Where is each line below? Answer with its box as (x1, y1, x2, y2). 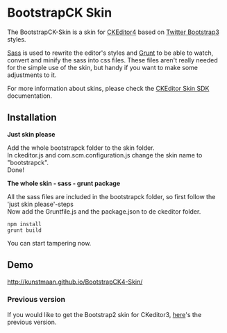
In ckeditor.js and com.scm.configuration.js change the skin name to (7, 151, 203, 159)
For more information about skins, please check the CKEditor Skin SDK (7, 84, 210, 92)
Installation (7, 112, 57, 123)
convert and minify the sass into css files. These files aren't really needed (7, 55, 218, 64)
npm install (7, 221, 42, 228)
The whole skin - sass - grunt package (7, 179, 121, 187)
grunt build (7, 227, 42, 234)
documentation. (7, 92, 53, 100)
